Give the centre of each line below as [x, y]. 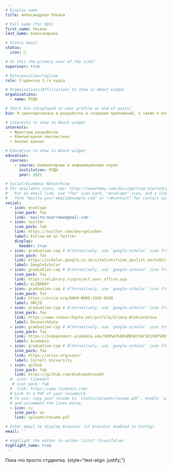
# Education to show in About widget [46, 151]
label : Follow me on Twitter [46, 236]
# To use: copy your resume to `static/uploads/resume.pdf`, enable [84, 398]
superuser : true [23, 66]
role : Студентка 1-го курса [35, 80]
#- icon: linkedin [30, 379]
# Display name [21, 10]
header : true [33, 246]
